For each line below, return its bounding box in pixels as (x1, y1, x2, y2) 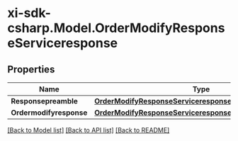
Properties (7, 63, 55, 75)
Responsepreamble (11, 96, 78, 106)
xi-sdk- (7, 5, 51, 21)
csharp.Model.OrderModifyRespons (7, 20, 225, 36)
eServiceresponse (7, 35, 118, 51)
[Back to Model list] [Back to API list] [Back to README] (7, 126, 170, 134)
